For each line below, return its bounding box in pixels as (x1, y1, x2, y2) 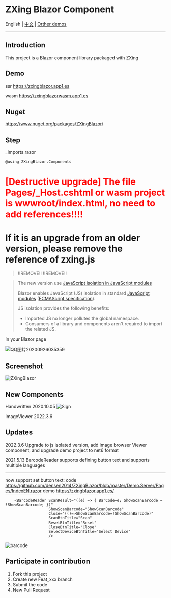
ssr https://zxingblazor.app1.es (5, 83, 70, 89)
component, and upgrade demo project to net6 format (5, 447, 119, 453)
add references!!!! (5, 209, 83, 220)
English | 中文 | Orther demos (5, 21, 67, 27)
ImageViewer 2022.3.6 (5, 413, 53, 419)
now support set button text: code (5, 477, 77, 483)
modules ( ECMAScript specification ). (17, 296, 96, 302)
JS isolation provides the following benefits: (17, 305, 110, 311)
